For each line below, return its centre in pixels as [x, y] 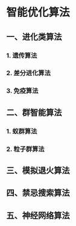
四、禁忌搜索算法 [38, 193]
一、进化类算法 [34, 37]
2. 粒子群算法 [25, 149]
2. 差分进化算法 [29, 73]
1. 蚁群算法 [22, 131]
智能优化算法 [38, 12]
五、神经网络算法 [38, 215]
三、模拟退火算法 [38, 170]
